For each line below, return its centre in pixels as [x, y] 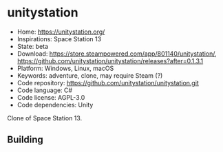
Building [25, 140]
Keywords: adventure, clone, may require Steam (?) [90, 75]
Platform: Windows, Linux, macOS [65, 68]
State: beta [33, 46]
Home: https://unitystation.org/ [61, 32]
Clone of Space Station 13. [45, 118]
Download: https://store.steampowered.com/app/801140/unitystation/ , [117, 54]
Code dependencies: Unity [55, 105]
